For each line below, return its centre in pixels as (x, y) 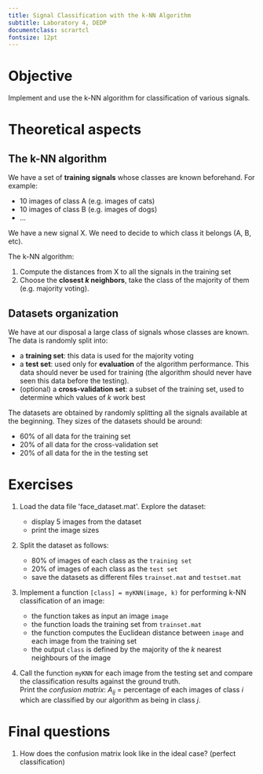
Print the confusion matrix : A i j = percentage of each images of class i (131, 690)
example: (23, 186)
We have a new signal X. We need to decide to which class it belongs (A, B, (130, 233)
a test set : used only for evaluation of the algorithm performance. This (134, 364)
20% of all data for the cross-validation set (89, 444)
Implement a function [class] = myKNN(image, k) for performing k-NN (133, 592)
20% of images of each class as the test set (104, 569)
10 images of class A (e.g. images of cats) (87, 201)
